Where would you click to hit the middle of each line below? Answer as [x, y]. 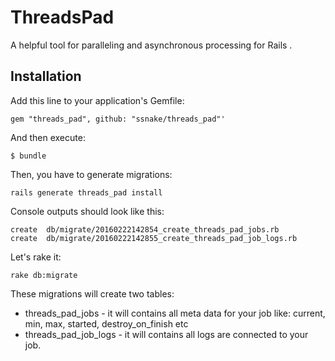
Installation [46, 76]
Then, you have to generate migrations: [91, 174]
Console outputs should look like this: [87, 211]
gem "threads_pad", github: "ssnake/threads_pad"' [118, 119]
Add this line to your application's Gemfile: [97, 100]
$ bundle [28, 156]
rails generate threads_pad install [86, 192]
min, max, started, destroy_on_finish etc [106, 323]
